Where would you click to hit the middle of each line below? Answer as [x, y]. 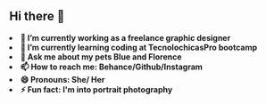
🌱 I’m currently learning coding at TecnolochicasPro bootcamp [139, 47]
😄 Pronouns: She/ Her [63, 79]
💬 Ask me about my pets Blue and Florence [101, 56]
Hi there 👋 [37, 16]
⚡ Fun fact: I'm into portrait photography [97, 89]
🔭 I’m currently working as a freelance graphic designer [126, 37]
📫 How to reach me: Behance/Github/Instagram [112, 67]
